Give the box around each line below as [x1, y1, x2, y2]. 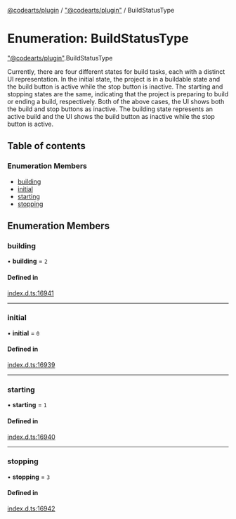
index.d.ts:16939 [7, 361, 55, 369]
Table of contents [7, 140, 86, 152]
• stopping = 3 [7, 473, 51, 481]
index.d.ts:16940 [7, 432, 56, 441]
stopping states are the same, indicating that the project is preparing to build [7, 89, 229, 98]
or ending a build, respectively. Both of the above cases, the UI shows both [7, 97, 225, 105]
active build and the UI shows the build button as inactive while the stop [7, 112, 216, 120]
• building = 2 [7, 257, 48, 266]
